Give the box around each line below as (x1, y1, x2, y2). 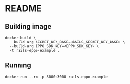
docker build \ (5, 35, 36, 40)
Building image (5, 22, 52, 31)
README (5, 3, 42, 14)
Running (5, 62, 32, 70)
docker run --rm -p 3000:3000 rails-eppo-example (5, 74, 108, 79)
